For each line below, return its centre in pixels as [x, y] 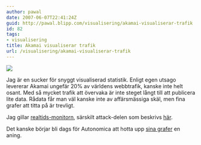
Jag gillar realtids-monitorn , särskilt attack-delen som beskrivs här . [90, 117]
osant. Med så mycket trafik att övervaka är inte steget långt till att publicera [101, 92]
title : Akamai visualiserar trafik [51, 46]
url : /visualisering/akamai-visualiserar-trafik [69, 51]
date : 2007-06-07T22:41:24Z [42, 18]
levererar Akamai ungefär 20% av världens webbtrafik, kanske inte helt [94, 86]
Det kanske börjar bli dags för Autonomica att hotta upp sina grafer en [93, 129]
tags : [13, 34]
